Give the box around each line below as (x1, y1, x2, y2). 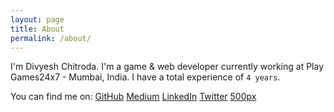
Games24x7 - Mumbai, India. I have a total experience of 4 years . (10, 71, 281, 83)
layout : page (10, 14, 65, 25)
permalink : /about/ (10, 33, 92, 43)
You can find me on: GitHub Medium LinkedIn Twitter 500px (10, 91, 257, 103)
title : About (10, 24, 65, 34)
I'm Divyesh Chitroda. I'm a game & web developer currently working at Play (10, 61, 325, 73)
